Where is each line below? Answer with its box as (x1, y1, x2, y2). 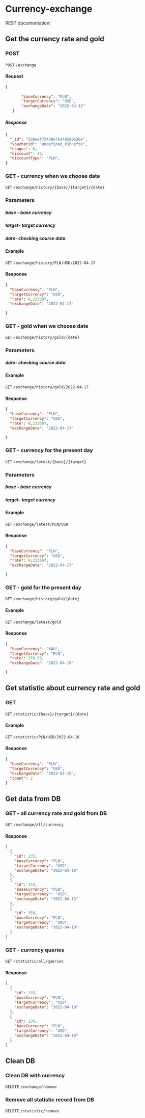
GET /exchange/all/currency (5, 822, 64, 828)
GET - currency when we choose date (5, 173, 100, 180)
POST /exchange (5, 62, 37, 68)
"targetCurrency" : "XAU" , (14, 920, 70, 925)
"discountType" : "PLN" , (10, 156, 60, 161)
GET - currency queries (5, 946, 65, 953)
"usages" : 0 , (10, 146, 38, 151)
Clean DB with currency (5, 1072, 65, 1079)
